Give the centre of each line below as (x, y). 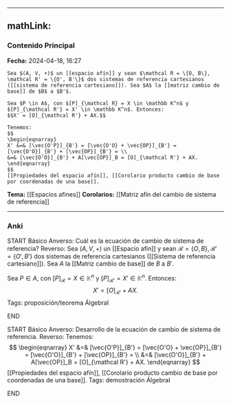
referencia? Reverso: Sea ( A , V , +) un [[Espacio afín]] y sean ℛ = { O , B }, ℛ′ (112, 248)
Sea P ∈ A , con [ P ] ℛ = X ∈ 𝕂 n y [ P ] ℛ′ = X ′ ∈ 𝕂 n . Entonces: (92, 278)
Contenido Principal (41, 45)
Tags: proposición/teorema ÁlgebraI (58, 303)
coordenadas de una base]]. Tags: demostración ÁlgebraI (89, 380)
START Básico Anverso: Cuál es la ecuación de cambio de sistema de (106, 241)
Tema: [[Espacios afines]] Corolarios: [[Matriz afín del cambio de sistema (112, 194)
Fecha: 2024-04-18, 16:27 (44, 61)
